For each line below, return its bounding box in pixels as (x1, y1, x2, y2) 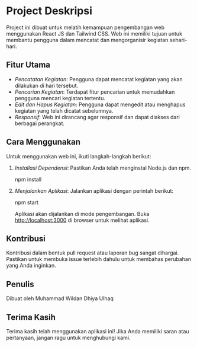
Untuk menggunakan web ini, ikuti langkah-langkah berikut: (6, 152, 151, 160)
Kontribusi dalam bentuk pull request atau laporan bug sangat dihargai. (6, 249, 179, 256)
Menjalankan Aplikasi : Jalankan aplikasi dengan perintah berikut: (14, 187, 173, 194)
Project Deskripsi (6, 4, 93, 18)
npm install (14, 176, 42, 183)
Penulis (6, 279, 34, 289)
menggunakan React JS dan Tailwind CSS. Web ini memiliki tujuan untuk (6, 30, 182, 37)
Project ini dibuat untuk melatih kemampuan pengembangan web (6, 24, 164, 31)
